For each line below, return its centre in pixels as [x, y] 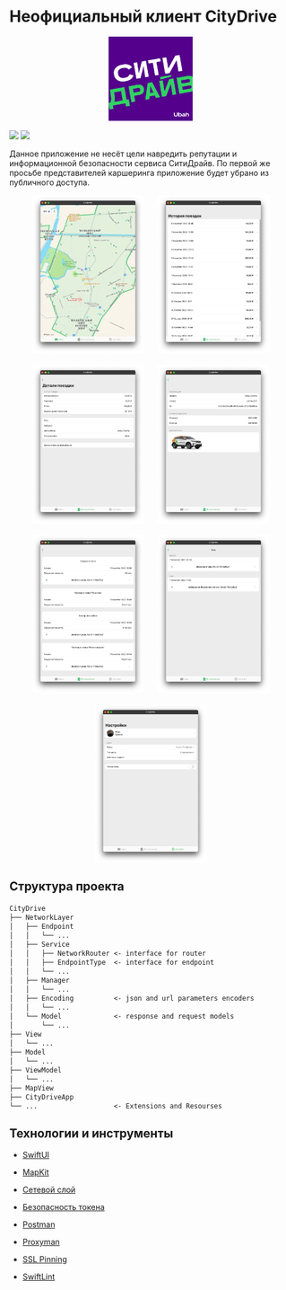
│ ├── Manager [39, 980]
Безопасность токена [63, 1207]
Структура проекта [67, 887]
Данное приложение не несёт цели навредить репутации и [123, 154]
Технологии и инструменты [91, 1134]
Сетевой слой [49, 1190]
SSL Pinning [44, 1259]
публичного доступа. [49, 182]
